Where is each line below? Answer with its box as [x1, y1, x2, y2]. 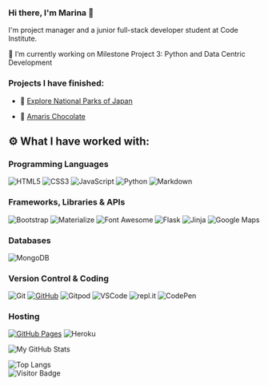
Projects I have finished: [8, 78, 105, 89]
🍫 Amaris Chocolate [19, 111, 86, 121]
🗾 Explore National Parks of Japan [19, 96, 134, 105]
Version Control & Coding [8, 273, 110, 284]
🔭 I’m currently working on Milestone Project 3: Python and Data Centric [8, 50, 246, 59]
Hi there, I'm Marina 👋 [8, 7, 94, 18]
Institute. [8, 34, 38, 43]
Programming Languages [8, 158, 110, 169]
